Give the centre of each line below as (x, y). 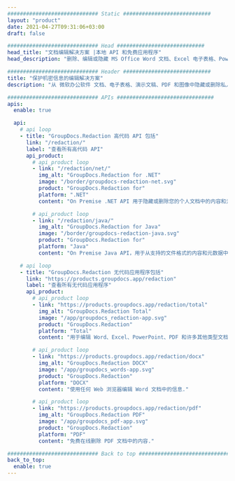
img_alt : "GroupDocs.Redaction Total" (95, 311)
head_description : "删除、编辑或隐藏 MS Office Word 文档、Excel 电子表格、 (113, 59)
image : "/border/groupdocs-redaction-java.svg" (109, 233)
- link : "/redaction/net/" (72, 169)
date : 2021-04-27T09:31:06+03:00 (56, 27)
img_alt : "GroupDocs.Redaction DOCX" (93, 363)
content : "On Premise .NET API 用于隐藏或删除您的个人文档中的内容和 (132, 201)
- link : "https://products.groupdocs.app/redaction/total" (120, 305)
